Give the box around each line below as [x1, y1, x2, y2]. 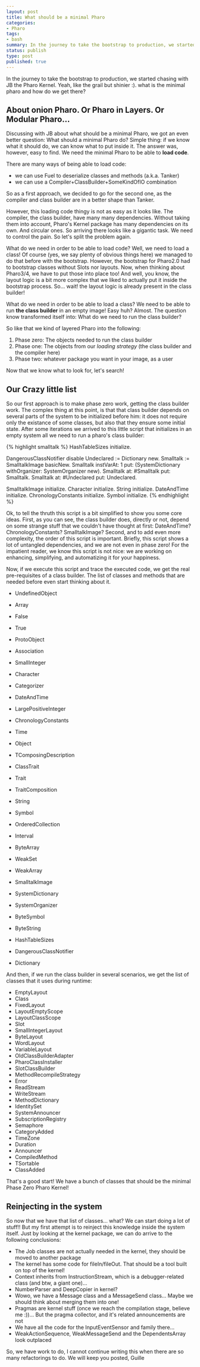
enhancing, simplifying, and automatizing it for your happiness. [6, 554, 161, 561]
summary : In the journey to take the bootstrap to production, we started [6, 42, 196, 48]
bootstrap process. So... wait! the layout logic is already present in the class [6, 283, 192, 290]
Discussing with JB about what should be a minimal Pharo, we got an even [6, 130, 189, 137]
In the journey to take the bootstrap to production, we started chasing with [6, 75, 189, 82]
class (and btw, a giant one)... [14, 1279, 87, 1287]
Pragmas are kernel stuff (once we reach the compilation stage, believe [14, 1304, 190, 1312]
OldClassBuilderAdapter [14, 1052, 74, 1059]
